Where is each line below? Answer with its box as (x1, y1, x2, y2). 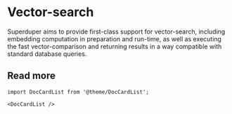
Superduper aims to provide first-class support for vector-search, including (7, 27, 226, 36)
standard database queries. (7, 50, 87, 58)
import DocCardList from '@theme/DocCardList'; (7, 88, 150, 95)
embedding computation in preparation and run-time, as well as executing (7, 34, 221, 43)
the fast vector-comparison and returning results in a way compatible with (7, 42, 222, 50)
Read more (7, 70, 56, 82)
